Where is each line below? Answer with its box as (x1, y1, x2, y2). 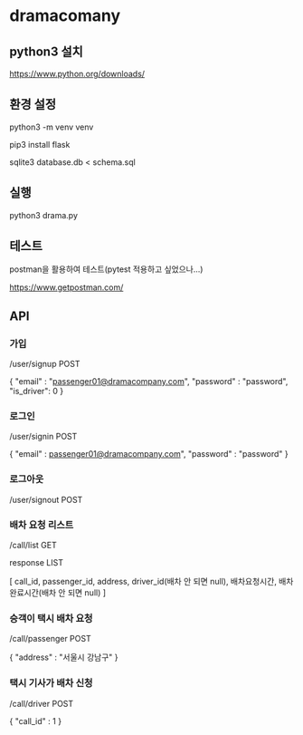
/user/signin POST (9, 431, 78, 442)
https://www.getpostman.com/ (9, 282, 124, 293)
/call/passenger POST (9, 633, 92, 644)
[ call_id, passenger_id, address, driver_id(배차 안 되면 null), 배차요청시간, (9, 576, 278, 587)
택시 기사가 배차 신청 (9, 677, 93, 690)
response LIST (9, 557, 63, 568)
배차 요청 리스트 (9, 518, 74, 531)
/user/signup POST (9, 359, 80, 370)
